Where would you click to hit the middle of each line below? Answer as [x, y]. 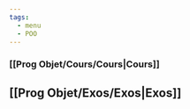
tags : [19, 17]
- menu [29, 25]
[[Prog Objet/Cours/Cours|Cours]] [85, 64]
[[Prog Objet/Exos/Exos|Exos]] [95, 93]
